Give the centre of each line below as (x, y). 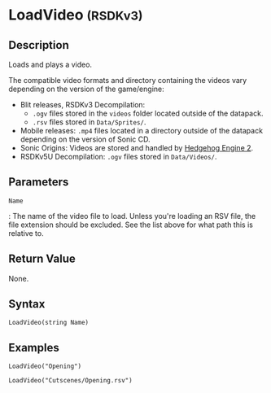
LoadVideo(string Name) (49, 323)
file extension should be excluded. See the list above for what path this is (131, 225)
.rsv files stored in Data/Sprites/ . (89, 122)
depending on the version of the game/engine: (86, 89)
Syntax (27, 304)
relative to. (26, 233)
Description (39, 45)
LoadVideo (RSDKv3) (76, 15)
